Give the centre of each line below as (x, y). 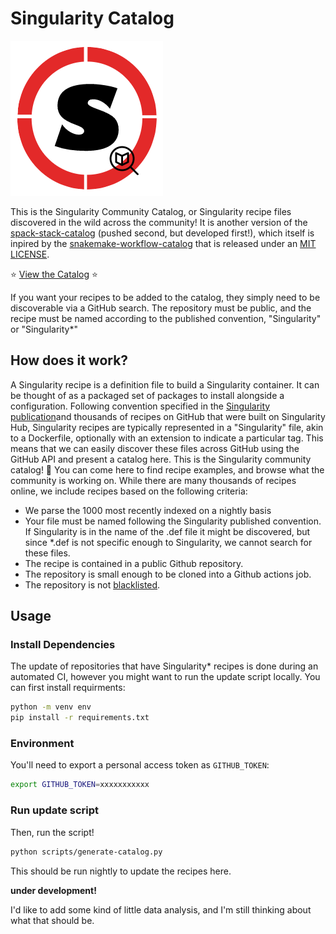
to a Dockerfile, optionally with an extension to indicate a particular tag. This (167, 438)
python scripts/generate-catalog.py (86, 852)
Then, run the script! (52, 832)
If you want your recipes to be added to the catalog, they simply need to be (165, 297)
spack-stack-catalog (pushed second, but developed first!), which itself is (162, 233)
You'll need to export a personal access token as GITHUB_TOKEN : (140, 765)
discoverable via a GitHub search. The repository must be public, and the (161, 308)
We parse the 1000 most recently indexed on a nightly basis (148, 510)
